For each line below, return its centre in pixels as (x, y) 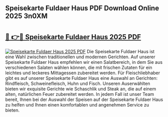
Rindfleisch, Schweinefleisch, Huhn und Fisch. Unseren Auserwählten (78, 83)
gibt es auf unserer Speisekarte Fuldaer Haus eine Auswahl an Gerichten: (81, 78)
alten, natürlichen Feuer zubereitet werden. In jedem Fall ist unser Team (80, 94)
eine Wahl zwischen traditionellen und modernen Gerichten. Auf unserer (80, 57)
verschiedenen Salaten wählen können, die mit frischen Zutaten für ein (79, 68)
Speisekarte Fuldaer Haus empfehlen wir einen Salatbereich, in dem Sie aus (84, 62)
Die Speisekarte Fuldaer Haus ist (121, 51)
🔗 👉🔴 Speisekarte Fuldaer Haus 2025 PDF (73, 37)
